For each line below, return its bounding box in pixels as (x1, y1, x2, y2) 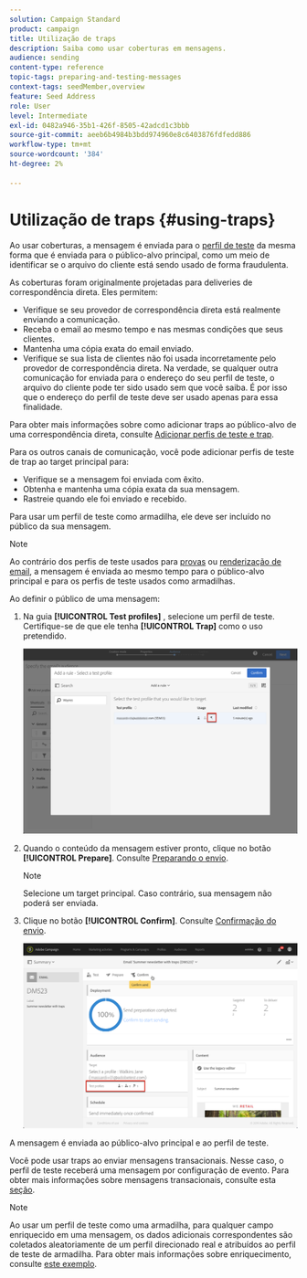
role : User (9, 101, 51, 111)
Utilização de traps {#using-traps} (9, 209, 276, 230)
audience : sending (9, 53, 79, 63)
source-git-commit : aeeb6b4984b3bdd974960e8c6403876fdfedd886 (9, 131, 251, 140)
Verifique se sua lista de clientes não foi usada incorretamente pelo (22, 353, 277, 364)
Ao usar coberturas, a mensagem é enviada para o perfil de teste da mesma (9, 239, 296, 250)
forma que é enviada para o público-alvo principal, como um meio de (9, 249, 270, 260)
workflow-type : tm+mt (9, 140, 92, 150)
